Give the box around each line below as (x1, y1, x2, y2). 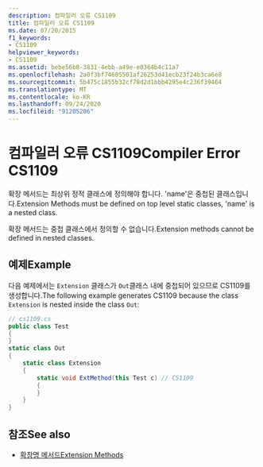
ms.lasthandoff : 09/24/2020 (8, 100, 102, 108)
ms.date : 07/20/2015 (8, 26, 77, 34)
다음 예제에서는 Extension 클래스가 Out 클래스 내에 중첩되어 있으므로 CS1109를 (8, 280, 251, 290)
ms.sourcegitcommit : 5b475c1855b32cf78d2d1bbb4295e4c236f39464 (8, 78, 222, 86)
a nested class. (8, 207, 58, 217)
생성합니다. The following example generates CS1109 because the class (8, 291, 239, 300)
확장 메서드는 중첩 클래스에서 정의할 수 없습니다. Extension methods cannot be (8, 224, 254, 234)
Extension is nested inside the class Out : (8, 299, 140, 309)
